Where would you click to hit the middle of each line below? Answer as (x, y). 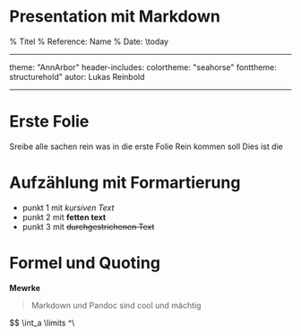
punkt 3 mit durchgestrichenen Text (88, 226)
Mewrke (25, 287)
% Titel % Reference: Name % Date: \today (89, 41)
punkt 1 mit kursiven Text (68, 208)
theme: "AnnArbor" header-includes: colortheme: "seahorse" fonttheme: (143, 67)
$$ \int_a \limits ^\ (42, 323)
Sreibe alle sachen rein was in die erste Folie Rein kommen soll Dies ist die (146, 146)
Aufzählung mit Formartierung (125, 183)
